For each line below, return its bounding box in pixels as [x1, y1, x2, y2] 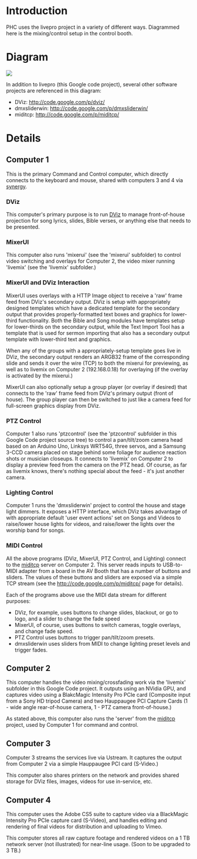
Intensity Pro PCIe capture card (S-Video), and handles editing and [6, 817, 167, 824]
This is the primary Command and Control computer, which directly [6, 170, 169, 177]
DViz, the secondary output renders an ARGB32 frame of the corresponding [6, 353, 189, 360]
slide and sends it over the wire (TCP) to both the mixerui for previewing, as [6, 360, 189, 367]
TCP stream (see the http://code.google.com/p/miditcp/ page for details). [6, 580, 184, 587]
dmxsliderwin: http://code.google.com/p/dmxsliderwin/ [14, 105, 148, 112]
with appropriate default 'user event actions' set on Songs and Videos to [6, 514, 181, 521]
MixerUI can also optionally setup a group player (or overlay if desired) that [6, 383, 188, 390]
